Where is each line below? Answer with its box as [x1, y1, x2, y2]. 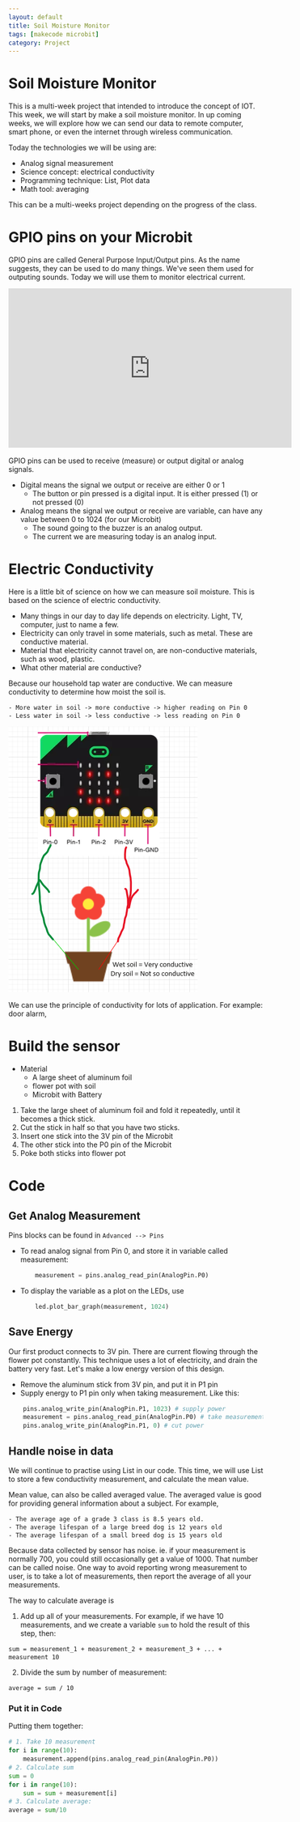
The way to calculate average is [8, 1595, 115, 1605]
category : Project [8, 39, 70, 47]
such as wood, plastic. [19, 654, 95, 664]
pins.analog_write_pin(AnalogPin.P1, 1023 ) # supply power [23, 1404, 226, 1412]
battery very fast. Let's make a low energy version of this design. [8, 1364, 225, 1374]
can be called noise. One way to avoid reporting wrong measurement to [8, 1563, 247, 1572]
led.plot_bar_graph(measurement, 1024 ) [35, 1302, 170, 1310]
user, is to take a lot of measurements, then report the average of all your [8, 1571, 252, 1581]
